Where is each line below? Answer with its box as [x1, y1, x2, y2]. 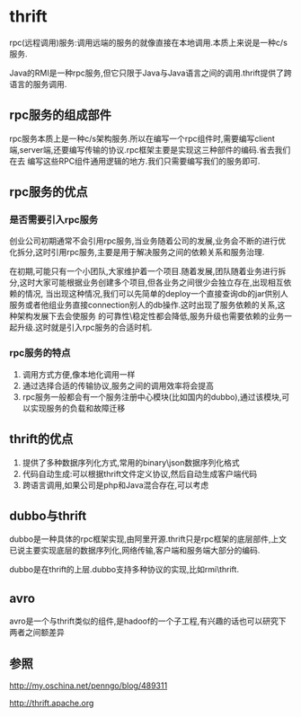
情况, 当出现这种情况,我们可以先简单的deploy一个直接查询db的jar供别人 [24, 288, 289, 299]
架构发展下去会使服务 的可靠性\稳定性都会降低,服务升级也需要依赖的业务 [16, 311, 285, 322]
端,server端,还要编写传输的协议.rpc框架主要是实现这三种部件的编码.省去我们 [9, 144, 291, 155]
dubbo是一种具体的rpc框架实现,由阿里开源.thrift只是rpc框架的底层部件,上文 [9, 534, 288, 544]
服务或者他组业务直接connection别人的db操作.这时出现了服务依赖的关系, [9, 299, 278, 311]
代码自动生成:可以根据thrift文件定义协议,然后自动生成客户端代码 [22, 468, 258, 479]
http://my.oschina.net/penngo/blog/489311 [9, 680, 168, 691]
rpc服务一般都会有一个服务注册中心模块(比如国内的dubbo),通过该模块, [22, 391, 282, 402]
